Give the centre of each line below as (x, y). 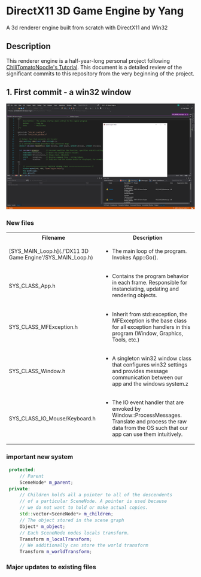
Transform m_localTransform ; (56, 539)
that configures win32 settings (150, 364)
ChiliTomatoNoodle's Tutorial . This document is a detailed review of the (94, 67)
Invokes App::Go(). (135, 258)
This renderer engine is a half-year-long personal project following (88, 60)
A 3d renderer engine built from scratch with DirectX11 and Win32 (87, 28)
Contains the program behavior (150, 276)
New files (20, 222)
